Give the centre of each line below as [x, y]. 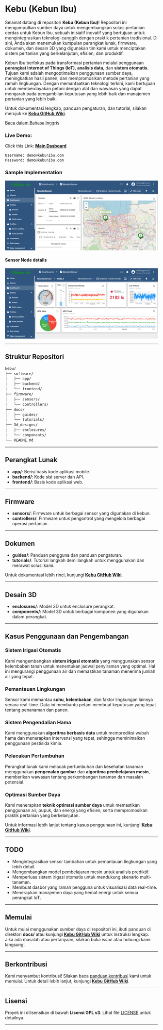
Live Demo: [19, 135]
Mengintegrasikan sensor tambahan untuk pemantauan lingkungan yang [84, 861]
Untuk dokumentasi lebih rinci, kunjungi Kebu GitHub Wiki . [64, 575]
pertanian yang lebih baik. [31, 99]
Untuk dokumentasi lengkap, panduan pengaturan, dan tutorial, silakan [76, 108]
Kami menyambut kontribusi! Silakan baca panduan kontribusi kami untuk [78, 976]
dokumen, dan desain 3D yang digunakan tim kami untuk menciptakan [75, 48]
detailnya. [15, 1018]
